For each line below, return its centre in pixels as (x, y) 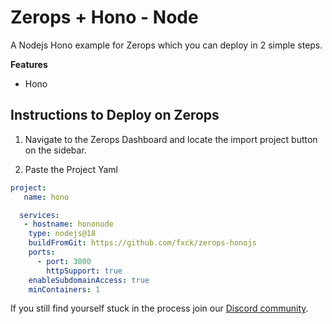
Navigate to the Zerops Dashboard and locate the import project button (171, 139)
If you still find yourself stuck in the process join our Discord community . (159, 308)
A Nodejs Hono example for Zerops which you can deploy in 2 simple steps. (166, 45)
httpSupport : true (84, 271)
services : (39, 215)
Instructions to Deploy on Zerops (115, 115)
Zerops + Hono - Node (104, 17)
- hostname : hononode (68, 224)
